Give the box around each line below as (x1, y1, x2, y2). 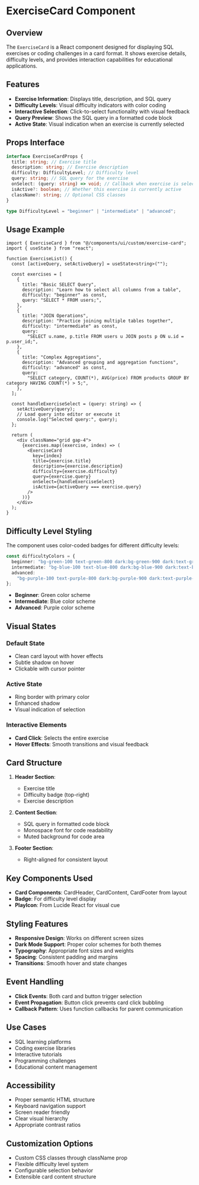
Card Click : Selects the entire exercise (14, 734, 109, 742)
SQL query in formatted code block (23, 820, 110, 828)
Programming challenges (14, 1057, 76, 1064)
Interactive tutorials (14, 1050, 62, 1058)
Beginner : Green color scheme (14, 592, 91, 599)
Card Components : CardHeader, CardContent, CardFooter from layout (14, 889, 187, 896)
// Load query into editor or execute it (17, 411, 120, 417)
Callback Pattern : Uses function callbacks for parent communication (14, 1005, 183, 1012)
